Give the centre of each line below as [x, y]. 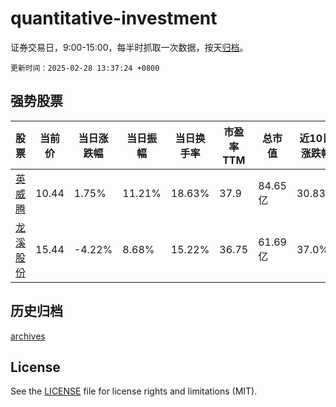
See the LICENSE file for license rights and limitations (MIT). [134, 391]
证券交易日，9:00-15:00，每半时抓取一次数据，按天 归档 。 [129, 47]
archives [28, 336]
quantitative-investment [114, 18]
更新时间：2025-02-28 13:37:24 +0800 [85, 68]
